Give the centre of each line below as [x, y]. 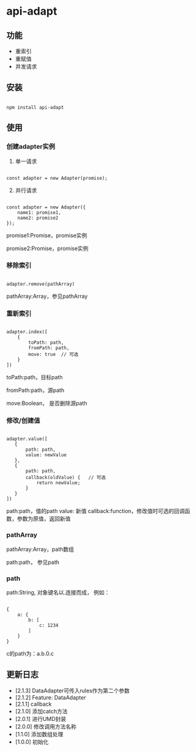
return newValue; [58, 483]
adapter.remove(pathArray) [41, 284]
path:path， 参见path [33, 562]
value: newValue [46, 455]
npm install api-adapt [35, 107]
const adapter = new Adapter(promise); [57, 178]
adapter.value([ [27, 439]
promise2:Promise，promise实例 [47, 248]
